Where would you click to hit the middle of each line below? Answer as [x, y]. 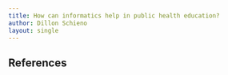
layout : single [34, 30]
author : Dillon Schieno [48, 23]
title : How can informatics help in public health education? [114, 16]
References [38, 63]
